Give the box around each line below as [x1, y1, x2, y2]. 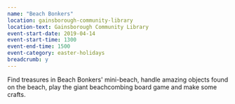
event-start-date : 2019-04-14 [7, 30, 96, 37]
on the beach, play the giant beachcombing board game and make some [7, 82, 217, 91]
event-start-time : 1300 [7, 37, 77, 44]
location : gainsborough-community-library [7, 17, 133, 24]
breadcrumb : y [7, 56, 49, 63]
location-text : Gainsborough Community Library [7, 23, 149, 30]
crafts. [7, 90, 26, 98]
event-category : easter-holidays [7, 50, 105, 57]
